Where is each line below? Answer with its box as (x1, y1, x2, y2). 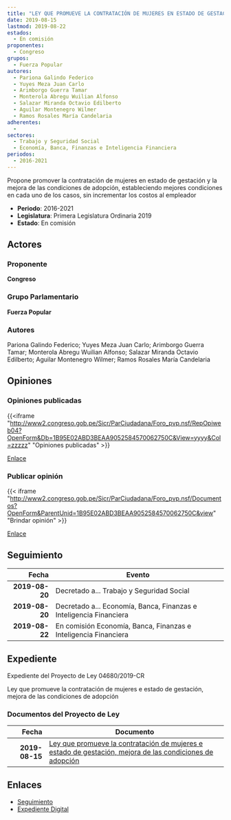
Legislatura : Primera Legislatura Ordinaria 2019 (16, 211, 152, 220)
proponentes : (7, 42, 45, 49)
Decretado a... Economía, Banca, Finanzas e (55, 601, 197, 611)
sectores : (7, 132, 36, 138)
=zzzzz (7, 441, 28, 449)
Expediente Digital (16, 805, 69, 813)
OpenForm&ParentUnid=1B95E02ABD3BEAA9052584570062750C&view (7, 509, 214, 517)
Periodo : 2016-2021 (16, 204, 74, 212)
